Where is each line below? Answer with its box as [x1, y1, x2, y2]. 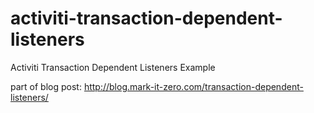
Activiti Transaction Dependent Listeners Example [10, 61, 216, 73]
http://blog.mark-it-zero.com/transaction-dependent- [83, 80, 304, 92]
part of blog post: [10, 80, 82, 92]
